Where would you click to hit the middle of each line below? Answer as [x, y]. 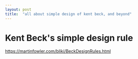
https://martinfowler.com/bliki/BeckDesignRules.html [58, 51]
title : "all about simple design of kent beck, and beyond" [69, 14]
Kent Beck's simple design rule [69, 38]
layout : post [18, 9]
